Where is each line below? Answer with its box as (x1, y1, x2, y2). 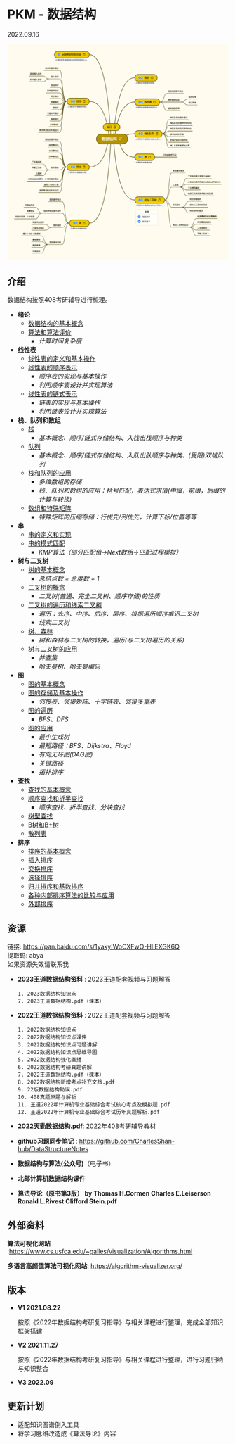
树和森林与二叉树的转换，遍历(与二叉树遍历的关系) (38, 636, 184, 645)
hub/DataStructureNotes (17, 1145, 89, 1153)
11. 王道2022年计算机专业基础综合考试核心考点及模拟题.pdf (17, 1101, 170, 1108)
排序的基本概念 (27, 847, 72, 856)
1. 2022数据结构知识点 (17, 1027, 77, 1034)
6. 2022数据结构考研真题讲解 (17, 1064, 93, 1071)
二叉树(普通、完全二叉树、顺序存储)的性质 (38, 592, 160, 600)
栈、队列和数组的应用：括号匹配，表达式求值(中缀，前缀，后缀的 (38, 486, 226, 495)
